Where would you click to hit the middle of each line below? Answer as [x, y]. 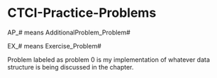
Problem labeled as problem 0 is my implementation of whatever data [109, 59]
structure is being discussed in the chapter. [71, 67]
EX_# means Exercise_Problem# [54, 46]
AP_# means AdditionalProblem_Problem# [69, 32]
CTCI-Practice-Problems [82, 13]
